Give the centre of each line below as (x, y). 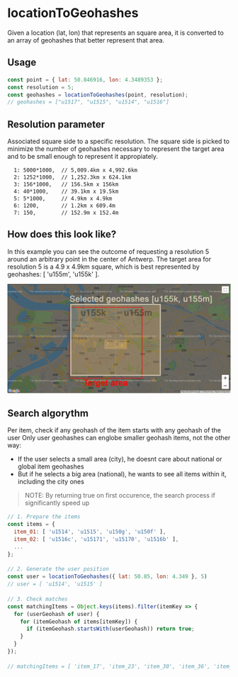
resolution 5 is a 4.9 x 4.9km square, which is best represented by (103, 267)
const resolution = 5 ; (41, 87)
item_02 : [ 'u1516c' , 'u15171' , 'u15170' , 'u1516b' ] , (96, 539)
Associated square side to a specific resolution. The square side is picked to (119, 141)
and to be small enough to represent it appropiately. (83, 157)
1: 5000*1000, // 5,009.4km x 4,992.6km (76, 170)
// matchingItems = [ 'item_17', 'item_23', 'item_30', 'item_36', (109, 666)
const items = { (31, 525)
